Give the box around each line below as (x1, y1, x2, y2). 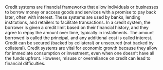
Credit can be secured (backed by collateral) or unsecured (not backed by (5, 40, 154, 45)
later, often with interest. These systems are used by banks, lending (5, 14, 141, 20)
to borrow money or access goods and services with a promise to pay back (5, 9, 157, 15)
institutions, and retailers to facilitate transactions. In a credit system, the (5, 19, 151, 25)
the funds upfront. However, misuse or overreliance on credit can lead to (5, 56, 151, 61)
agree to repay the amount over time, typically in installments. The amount (5, 30, 154, 35)
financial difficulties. (5, 60, 46, 66)
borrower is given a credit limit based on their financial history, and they (5, 25, 149, 30)
